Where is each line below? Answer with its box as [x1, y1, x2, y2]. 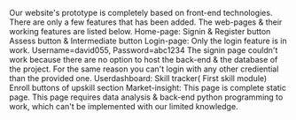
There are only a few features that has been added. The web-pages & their [9, 17, 283, 27]
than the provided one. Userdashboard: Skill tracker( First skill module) [9, 73, 268, 83]
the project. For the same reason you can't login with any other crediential [9, 64, 279, 74]
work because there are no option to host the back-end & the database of [9, 55, 278, 64]
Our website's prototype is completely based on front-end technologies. [9, 8, 273, 18]
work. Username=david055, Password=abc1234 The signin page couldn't [9, 45, 278, 56]
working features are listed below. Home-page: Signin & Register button [9, 26, 271, 36]
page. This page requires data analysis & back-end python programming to [9, 92, 284, 102]
